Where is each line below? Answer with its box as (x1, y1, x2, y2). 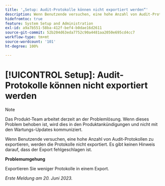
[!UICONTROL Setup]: (5, 69, 96, 80)
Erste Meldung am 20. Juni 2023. (5, 175, 73, 181)
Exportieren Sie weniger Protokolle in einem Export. (5, 165, 110, 171)
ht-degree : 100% (5, 44, 38, 49)
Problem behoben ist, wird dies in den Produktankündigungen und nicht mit (5, 121, 158, 127)
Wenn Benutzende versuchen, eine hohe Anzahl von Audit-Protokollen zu (5, 136, 154, 142)
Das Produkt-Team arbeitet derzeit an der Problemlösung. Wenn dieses (5, 116, 149, 122)
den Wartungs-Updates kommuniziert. (5, 126, 82, 132)
